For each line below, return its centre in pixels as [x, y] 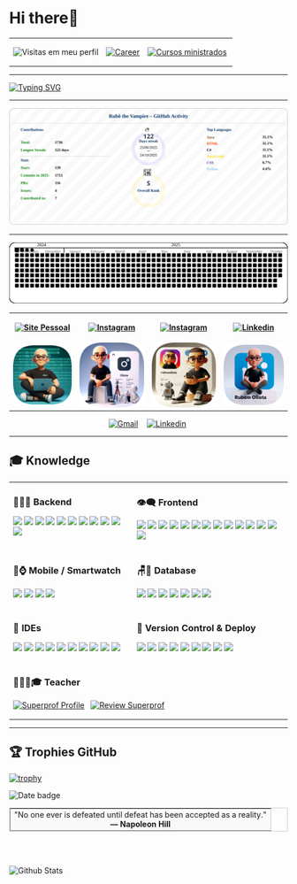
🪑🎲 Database [166, 571]
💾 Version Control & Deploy [196, 627]
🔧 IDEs [27, 627]
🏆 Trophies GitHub [63, 753]
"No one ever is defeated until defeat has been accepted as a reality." [141, 814]
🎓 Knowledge [50, 461]
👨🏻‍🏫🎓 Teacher [47, 682]
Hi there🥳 [44, 18]
